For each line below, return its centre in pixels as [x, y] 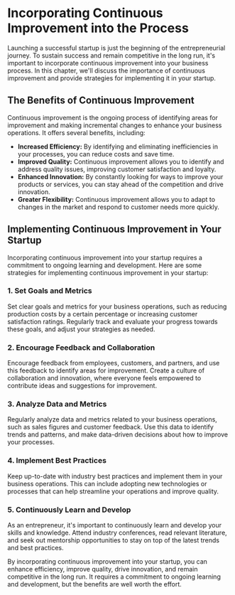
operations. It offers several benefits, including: [76, 132]
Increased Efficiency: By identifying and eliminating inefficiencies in [118, 146]
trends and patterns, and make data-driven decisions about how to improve [118, 434]
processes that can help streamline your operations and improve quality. [113, 491]
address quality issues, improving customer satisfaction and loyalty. [117, 169]
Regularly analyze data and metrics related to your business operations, [113, 419]
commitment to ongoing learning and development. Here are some [105, 265]
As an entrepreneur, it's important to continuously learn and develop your [115, 525]
